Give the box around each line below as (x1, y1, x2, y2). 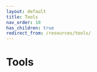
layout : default (6, 8, 46, 15)
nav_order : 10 (6, 19, 41, 25)
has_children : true (6, 25, 54, 31)
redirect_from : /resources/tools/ (6, 30, 92, 36)
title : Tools (6, 14, 38, 20)
